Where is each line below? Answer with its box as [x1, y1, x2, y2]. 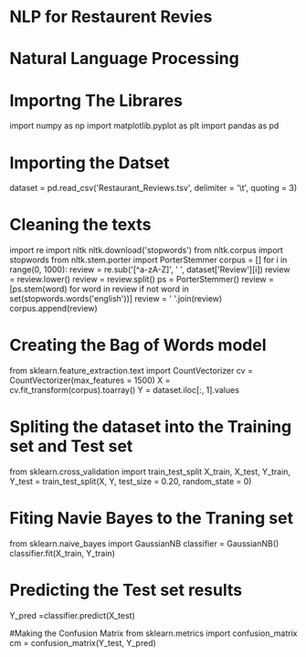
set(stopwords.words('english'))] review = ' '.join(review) [9, 293, 223, 304]
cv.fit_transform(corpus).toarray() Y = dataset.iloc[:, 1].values [9, 385, 240, 396]
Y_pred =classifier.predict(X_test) [9, 609, 135, 620]
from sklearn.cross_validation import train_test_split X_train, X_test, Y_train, [9, 466, 290, 477]
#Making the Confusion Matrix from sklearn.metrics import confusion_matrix [9, 628, 298, 639]
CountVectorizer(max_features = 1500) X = [9, 375, 171, 386]
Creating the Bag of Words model [9, 335, 267, 355]
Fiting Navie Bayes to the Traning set [9, 508, 294, 529]
